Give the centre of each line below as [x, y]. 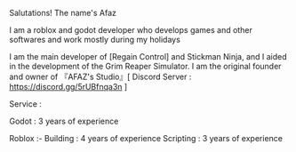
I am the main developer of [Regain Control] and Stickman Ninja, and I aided [148, 56]
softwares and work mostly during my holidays [95, 40]
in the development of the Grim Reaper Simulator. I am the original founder [145, 66]
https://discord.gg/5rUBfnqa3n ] [68, 87]
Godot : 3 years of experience [64, 121]
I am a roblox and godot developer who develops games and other [131, 30]
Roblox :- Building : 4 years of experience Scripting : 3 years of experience [146, 138]
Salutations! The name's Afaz [63, 13]
